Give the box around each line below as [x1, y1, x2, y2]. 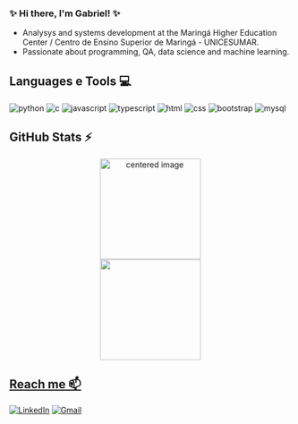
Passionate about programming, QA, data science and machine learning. [21, 47, 290, 57]
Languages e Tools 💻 [9, 73, 132, 89]
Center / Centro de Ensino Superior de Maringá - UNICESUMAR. [21, 37, 260, 47]
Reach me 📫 [9, 377, 82, 392]
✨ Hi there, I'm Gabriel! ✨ [9, 7, 121, 20]
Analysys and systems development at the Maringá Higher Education [21, 28, 277, 38]
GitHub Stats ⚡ [9, 130, 92, 145]
